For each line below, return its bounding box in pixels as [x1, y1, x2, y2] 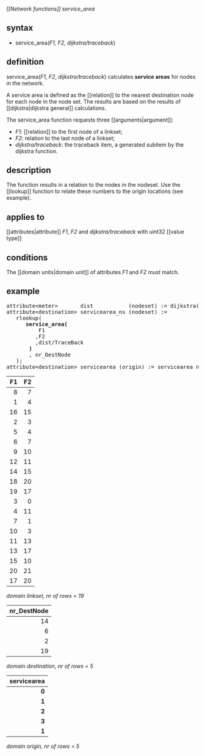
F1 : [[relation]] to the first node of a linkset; [15, 128, 123, 135]
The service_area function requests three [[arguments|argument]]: [6, 116, 174, 123]
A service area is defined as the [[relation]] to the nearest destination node [6, 91, 194, 98]
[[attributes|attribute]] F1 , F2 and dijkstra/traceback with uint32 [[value [6, 228, 184, 236]
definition [6, 57, 45, 67]
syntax [6, 23, 34, 33]
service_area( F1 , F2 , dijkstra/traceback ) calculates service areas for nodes [6, 73, 196, 80]
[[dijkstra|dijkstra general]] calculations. [6, 104, 107, 112]
